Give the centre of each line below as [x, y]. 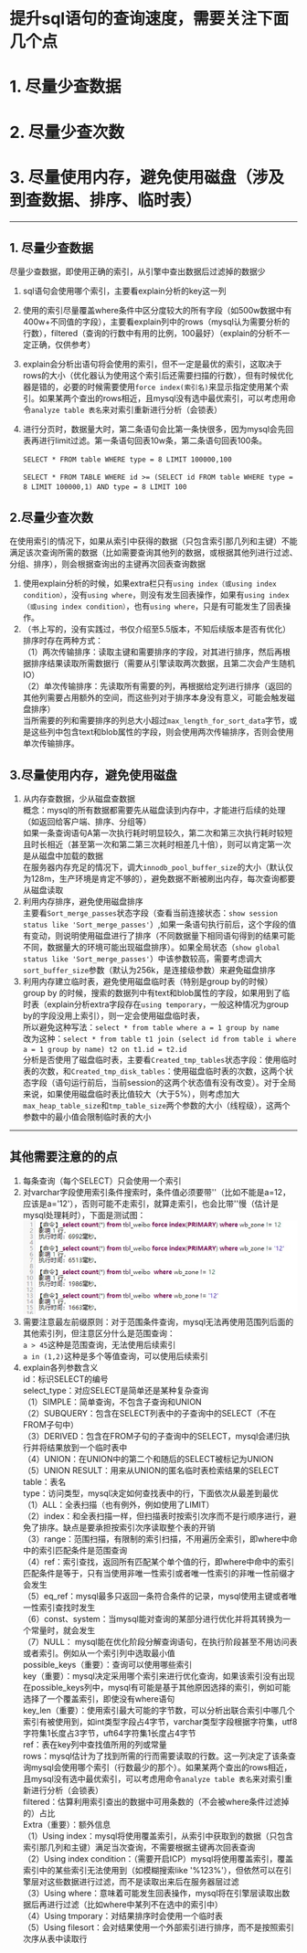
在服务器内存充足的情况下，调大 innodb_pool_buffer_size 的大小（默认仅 [158, 867]
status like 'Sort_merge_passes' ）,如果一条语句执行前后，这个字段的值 [159, 924]
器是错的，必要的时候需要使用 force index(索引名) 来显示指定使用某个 [152, 387]
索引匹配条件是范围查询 [83, 1550]
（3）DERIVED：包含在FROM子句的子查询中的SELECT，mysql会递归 [152, 1436]
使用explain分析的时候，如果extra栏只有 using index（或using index [149, 584]
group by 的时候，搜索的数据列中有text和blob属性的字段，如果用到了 [152, 992]
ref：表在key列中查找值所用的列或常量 [95, 1744]
